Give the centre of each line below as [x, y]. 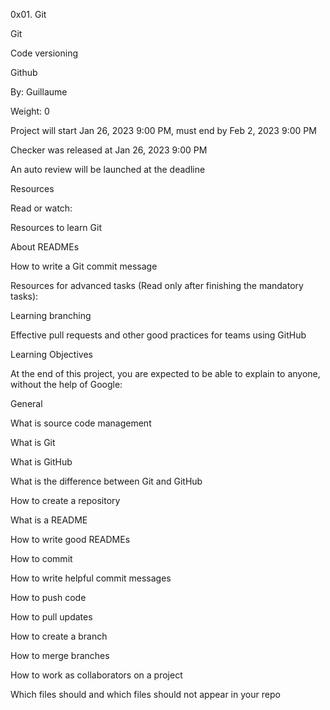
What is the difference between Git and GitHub [106, 481]
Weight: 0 [30, 111]
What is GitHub [41, 462]
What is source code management [81, 423]
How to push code [48, 597]
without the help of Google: [66, 384]
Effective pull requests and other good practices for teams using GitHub [158, 335]
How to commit [41, 558]
